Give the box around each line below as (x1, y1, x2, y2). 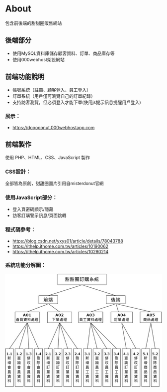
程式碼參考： (5, 226, 36, 233)
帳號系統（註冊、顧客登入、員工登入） (12, 87, 91, 93)
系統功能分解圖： (5, 262, 46, 269)
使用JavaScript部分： (5, 194, 58, 201)
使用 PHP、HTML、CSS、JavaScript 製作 (5, 154, 90, 160)
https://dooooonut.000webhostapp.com (12, 124, 95, 130)
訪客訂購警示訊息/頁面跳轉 (12, 212, 67, 218)
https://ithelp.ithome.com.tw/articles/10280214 (12, 248, 108, 254)
